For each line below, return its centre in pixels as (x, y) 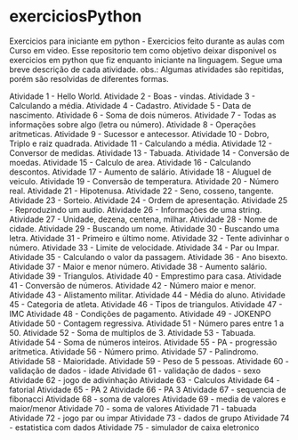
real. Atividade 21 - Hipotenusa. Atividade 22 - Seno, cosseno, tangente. (141, 191)
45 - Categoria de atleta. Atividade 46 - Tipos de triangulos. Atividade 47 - (146, 304)
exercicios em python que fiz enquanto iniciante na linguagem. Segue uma (146, 60)
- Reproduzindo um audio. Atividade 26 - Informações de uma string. (136, 209)
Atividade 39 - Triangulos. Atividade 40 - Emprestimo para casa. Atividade (145, 276)
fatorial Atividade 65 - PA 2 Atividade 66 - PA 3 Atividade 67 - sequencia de (148, 389)
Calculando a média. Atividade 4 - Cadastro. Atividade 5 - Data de (130, 105)
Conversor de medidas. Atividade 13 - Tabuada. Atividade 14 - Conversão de (149, 152)
